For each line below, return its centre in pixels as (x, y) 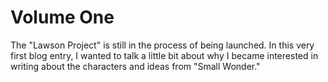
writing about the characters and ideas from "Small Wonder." (135, 66)
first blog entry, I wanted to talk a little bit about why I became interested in (164, 55)
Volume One (62, 17)
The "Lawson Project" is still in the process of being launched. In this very (162, 45)
